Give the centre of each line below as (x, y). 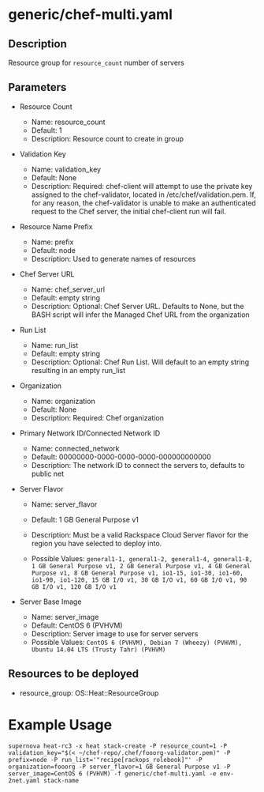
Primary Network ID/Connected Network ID (90, 433)
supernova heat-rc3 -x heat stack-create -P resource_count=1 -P (117, 746)
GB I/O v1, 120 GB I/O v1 (74, 586)
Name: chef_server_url (68, 289)
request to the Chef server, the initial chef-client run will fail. (128, 211)
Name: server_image (65, 617)
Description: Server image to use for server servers (115, 633)
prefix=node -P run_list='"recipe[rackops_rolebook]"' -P (105, 760)
